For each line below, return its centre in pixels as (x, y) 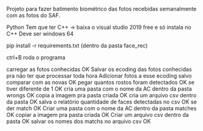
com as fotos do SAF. (33, 15)
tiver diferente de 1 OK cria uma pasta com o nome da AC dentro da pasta (99, 89)
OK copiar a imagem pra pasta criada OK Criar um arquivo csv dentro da (98, 115)
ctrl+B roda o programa (36, 57)
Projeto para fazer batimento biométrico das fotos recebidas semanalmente (102, 9)
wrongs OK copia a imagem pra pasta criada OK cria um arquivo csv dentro (102, 95)
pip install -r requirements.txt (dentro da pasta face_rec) (77, 46)
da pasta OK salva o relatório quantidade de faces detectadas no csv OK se (102, 102)
